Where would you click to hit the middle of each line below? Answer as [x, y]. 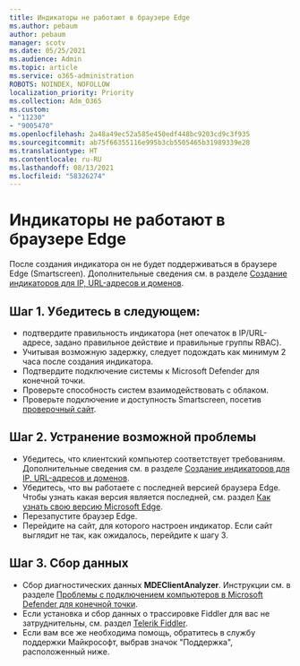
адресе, [38, 342]
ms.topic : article [43, 68]
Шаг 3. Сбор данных [69, 563]
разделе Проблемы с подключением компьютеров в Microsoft [142, 594]
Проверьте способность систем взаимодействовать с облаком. [145, 390]
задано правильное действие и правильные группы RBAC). [168, 342]
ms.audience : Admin [46, 59]
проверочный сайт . [59, 409]
